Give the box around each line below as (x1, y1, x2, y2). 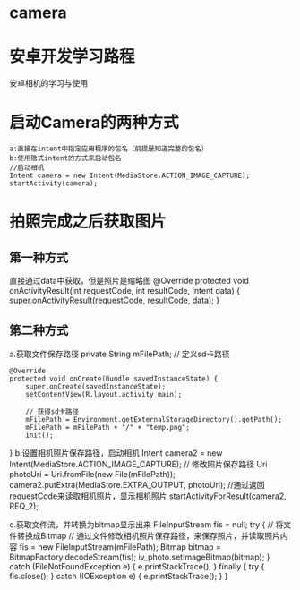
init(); (25, 431, 54, 440)
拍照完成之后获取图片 (9, 211, 167, 232)
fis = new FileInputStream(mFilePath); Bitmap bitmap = (19, 541, 222, 552)
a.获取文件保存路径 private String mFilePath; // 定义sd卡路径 (9, 348, 230, 359)
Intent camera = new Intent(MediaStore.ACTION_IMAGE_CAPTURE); (9, 171, 251, 181)
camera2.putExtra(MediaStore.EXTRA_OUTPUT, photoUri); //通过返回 (9, 479, 266, 490)
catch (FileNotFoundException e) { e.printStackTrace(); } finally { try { (9, 560, 265, 571)
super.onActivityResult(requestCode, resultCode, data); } (9, 295, 220, 306)
